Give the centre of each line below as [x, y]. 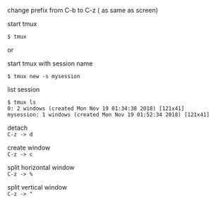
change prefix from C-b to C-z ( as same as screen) [83, 10]
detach [18, 128]
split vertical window [37, 187]
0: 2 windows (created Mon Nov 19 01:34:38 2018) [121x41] [96, 109]
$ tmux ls [22, 102]
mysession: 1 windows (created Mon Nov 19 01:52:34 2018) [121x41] [109, 115]
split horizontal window [41, 167]
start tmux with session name [50, 63]
